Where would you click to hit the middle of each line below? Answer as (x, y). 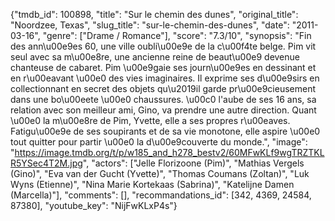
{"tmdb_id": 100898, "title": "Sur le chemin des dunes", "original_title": (154, 14)
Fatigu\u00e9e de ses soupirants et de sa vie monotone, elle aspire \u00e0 (165, 131)
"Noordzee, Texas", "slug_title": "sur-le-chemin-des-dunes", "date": (150, 25)
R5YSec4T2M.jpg (46, 163)
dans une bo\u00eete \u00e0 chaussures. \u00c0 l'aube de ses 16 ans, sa (163, 99)
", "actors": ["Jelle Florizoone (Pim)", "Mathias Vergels (193, 163)
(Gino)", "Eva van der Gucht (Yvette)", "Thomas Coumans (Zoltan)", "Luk (160, 173)
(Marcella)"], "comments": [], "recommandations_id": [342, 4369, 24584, (161, 195)
